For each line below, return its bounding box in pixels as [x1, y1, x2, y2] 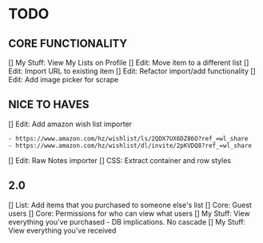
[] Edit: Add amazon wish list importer [8, 119, 133, 129]
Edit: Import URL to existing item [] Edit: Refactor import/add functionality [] [8, 66, 256, 76]
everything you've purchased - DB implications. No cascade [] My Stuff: [8, 217, 246, 226]
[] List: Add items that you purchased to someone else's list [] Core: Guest [8, 200, 252, 209]
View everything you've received [8, 225, 117, 235]
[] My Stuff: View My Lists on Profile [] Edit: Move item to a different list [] [8, 58, 249, 67]
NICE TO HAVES [8, 98, 90, 112]
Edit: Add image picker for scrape [8, 75, 119, 84]
